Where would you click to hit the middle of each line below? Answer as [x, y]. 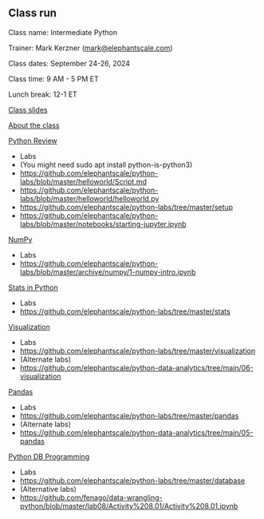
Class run [33, 13]
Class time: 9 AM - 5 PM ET [54, 78]
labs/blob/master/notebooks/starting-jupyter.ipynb [103, 224]
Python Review [33, 141]
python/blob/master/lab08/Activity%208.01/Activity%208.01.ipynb [129, 505]
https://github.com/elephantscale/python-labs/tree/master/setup [126, 207]
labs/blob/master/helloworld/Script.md [83, 181]
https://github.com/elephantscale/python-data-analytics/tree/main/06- [136, 367]
